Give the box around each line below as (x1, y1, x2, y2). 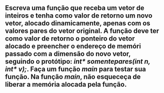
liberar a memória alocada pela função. (5, 80, 127, 89)
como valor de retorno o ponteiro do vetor (5, 34, 135, 43)
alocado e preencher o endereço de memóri (5, 42, 141, 50)
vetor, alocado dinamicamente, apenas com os (5, 19, 151, 27)
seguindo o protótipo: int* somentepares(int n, (5, 57, 151, 66)
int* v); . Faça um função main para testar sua (5, 65, 146, 73)
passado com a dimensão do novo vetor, (5, 50, 131, 58)
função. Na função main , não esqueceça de (5, 73, 141, 81)
